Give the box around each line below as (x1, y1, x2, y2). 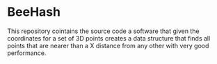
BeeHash (7, 4, 61, 20)
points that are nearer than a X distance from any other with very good (7, 41, 209, 50)
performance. (7, 49, 47, 57)
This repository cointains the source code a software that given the (7, 27, 200, 35)
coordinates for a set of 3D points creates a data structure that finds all (7, 34, 211, 42)
